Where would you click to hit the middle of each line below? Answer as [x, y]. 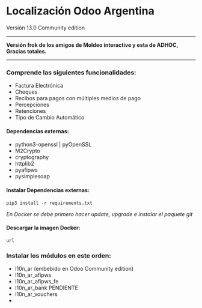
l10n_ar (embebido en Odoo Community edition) [74, 269]
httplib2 [24, 164]
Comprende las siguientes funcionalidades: [71, 72]
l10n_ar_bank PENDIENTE [47, 288]
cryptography [32, 157]
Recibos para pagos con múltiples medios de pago [78, 98]
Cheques [26, 92]
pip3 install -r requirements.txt [50, 203]
